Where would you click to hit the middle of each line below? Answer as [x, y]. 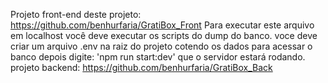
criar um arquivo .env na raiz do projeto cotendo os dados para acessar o [161, 46]
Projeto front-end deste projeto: [76, 14]
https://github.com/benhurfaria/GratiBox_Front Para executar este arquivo [162, 25]
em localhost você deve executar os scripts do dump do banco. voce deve [164, 35]
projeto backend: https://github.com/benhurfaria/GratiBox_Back [141, 67]
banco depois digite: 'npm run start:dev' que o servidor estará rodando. [158, 57]
